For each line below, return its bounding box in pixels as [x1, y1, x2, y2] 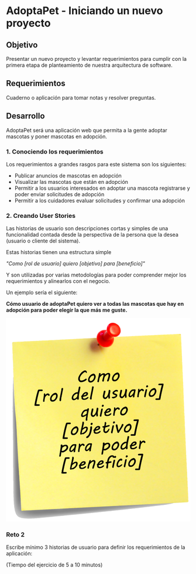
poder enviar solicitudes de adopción [14, 190, 105, 197]
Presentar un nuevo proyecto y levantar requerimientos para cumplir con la [6, 56, 187, 62]
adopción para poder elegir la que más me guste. [6, 306, 128, 314]
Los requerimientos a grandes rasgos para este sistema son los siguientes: [6, 160, 187, 168]
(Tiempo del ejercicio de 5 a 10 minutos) [6, 561, 103, 569]
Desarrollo [6, 111, 45, 121]
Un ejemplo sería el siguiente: [6, 289, 78, 296]
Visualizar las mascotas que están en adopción [14, 178, 129, 185]
